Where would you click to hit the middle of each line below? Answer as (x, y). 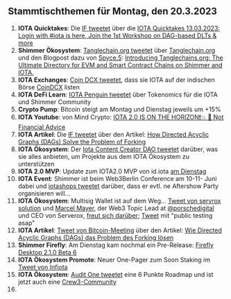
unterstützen (36, 164)
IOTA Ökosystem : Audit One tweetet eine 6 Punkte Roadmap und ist (115, 274)
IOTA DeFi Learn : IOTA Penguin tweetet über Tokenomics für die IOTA (118, 94)
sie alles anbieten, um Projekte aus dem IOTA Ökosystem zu (104, 156)
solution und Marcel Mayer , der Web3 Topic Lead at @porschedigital (116, 208)
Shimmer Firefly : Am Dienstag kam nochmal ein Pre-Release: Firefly (116, 245)
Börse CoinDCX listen (49, 87)
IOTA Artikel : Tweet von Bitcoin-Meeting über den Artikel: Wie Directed (120, 230)
